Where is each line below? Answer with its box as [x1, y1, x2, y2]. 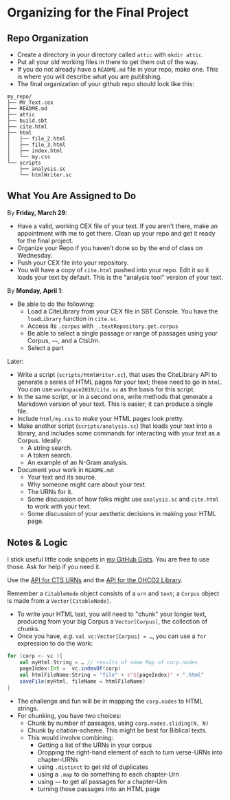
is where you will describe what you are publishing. [16, 72, 163, 81]
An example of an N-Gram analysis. [27, 458, 128, 466]
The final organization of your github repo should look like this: [16, 80, 194, 88]
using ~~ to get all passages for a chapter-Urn [37, 777, 168, 786]
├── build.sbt [7, 117, 48, 124]
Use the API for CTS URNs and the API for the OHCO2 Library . [7, 575, 183, 584]
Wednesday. [16, 251, 53, 259]
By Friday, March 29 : [7, 208, 67, 216]
